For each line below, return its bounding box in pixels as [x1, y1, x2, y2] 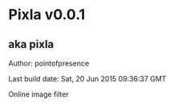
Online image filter [8, 89, 70, 99]
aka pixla [8, 38, 55, 51]
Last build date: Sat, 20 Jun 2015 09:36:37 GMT [8, 74, 167, 83]
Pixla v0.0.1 [8, 6, 86, 24]
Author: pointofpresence [8, 58, 90, 68]
